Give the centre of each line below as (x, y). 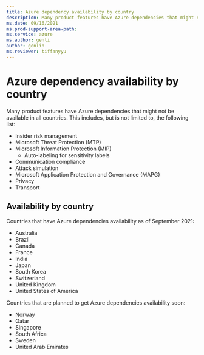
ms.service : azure (29, 35)
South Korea (31, 271)
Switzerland (30, 278)
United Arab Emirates (42, 347)
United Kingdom (36, 284)
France (24, 252)
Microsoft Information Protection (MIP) (63, 149)
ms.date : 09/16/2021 (32, 23)
